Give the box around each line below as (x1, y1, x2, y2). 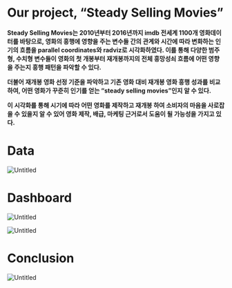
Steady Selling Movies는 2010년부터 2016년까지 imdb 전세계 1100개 (7, 28, 198, 37)
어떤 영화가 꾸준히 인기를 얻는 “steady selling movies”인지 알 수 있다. (21, 86, 212, 95)
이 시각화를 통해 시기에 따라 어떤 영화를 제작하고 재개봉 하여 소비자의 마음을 (7, 101, 207, 109)
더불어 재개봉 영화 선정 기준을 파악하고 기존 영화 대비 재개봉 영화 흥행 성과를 (7, 77, 209, 86)
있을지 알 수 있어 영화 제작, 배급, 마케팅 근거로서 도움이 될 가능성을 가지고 (21, 109, 215, 118)
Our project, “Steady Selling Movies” (7, 5, 224, 21)
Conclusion (7, 251, 75, 266)
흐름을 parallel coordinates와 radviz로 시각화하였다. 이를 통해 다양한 (19, 46, 208, 54)
